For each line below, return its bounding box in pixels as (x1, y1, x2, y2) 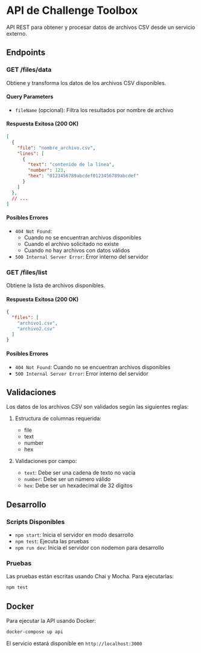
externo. (6, 30, 27, 37)
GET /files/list (6, 268, 48, 276)
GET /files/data (6, 66, 52, 74)
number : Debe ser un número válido (24, 476, 111, 483)
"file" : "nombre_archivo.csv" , (17, 145, 96, 151)
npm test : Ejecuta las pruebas (14, 538, 89, 545)
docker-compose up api (6, 629, 63, 635)
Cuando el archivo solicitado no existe (24, 240, 119, 247)
